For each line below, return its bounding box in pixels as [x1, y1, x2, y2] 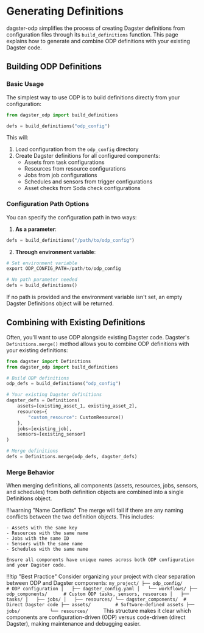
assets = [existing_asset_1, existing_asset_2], [17, 403, 138, 409]
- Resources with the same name [6, 530, 88, 537]
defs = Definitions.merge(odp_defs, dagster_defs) [6, 454, 138, 460]
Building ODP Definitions [6, 62, 102, 72]
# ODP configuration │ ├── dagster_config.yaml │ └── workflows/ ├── [6, 586, 198, 592]
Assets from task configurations [24, 158, 105, 166]
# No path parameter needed [6, 277, 78, 283]
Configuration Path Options [6, 200, 90, 208]
